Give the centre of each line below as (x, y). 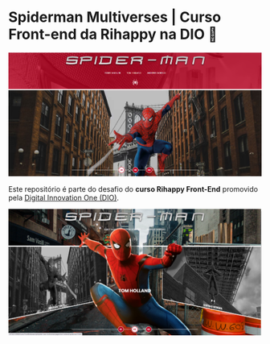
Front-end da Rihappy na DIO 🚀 (113, 34)
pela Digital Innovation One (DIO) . (63, 198)
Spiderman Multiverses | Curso (115, 17)
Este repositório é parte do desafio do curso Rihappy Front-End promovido (133, 189)
